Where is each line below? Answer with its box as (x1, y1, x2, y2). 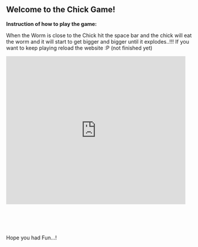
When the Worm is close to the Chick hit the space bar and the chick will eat (6, 32, 192, 39)
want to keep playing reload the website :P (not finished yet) (6, 44, 152, 51)
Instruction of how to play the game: (6, 20, 98, 27)
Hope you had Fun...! (6, 234, 57, 241)
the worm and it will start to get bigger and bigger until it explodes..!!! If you (6, 38, 189, 45)
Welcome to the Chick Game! (6, 5, 115, 15)
